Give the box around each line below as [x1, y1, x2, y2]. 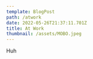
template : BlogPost [6, 8, 55, 15]
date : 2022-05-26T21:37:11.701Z [6, 20, 87, 26]
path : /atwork [6, 14, 42, 20]
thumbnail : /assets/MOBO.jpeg [6, 31, 82, 37]
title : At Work [6, 25, 44, 32]
